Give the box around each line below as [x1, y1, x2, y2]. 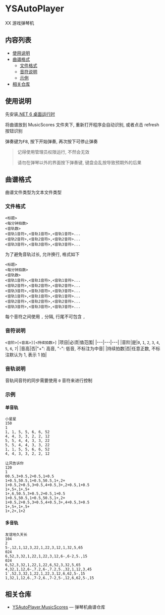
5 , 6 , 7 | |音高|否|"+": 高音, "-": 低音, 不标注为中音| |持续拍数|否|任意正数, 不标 [5, 345, 161, 351]
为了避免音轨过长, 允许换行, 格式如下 [5, 251, 80, 257]
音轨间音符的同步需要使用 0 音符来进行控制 [5, 377, 93, 383]
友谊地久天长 [5, 532, 28, 537]
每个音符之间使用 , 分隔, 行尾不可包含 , [5, 313, 86, 319]
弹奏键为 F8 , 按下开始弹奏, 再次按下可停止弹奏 [5, 138, 98, 144]
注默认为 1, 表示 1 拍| [5, 352, 47, 358]
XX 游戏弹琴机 [5, 20, 35, 26]
